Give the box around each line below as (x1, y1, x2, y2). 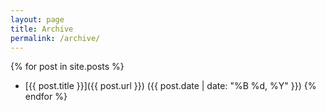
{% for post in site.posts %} (10, 61, 125, 73)
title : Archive (10, 24, 74, 34)
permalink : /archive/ (10, 33, 101, 43)
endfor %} (24, 91, 68, 103)
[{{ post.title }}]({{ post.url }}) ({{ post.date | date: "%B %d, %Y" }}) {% (24, 80, 317, 92)
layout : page (10, 14, 65, 25)
